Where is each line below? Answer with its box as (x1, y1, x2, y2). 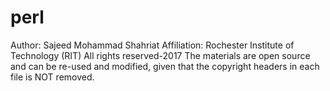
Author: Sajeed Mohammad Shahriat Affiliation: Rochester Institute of (10, 39, 295, 51)
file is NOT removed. (10, 71, 95, 83)
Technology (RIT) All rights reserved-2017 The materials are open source (10, 49, 311, 61)
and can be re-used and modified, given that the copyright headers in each (10, 60, 320, 72)
